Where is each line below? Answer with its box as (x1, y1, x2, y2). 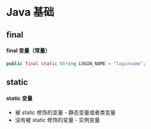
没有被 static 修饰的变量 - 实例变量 (14, 116, 100, 124)
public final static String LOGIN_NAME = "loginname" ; (6, 60, 146, 66)
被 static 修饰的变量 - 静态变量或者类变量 (14, 109, 116, 116)
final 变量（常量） (6, 47, 51, 54)
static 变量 (6, 94, 33, 102)
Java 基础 (6, 5, 55, 19)
